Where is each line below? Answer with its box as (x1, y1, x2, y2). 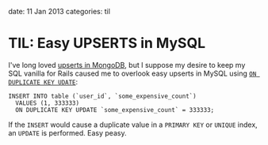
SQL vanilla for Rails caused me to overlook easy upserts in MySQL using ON (8, 69, 257, 78)
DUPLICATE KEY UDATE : (8, 76, 78, 86)
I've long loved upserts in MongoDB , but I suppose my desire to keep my (8, 60, 246, 69)
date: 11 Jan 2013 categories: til (8, 7, 111, 16)
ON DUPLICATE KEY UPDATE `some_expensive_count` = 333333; (15, 106, 215, 113)
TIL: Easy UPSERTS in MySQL (8, 35, 206, 52)
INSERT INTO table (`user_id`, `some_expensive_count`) (8, 92, 197, 100)
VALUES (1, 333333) (15, 99, 80, 107)
